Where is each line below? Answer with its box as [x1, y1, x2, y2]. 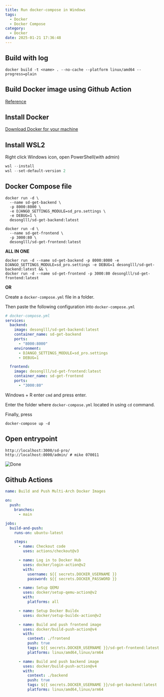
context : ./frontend [27, 636, 70, 641]
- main [18, 512, 32, 517]
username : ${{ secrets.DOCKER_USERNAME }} [27, 572, 117, 577]
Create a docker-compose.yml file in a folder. [5, 294, 95, 300]
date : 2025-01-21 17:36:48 [5, 36, 61, 41]
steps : [14, 539, 28, 544]
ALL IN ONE [5, 248, 30, 254]
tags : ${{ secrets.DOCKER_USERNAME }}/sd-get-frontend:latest [27, 645, 160, 650]
